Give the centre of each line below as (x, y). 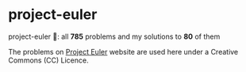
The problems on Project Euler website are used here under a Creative (123, 51)
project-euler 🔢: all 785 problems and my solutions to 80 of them (114, 36)
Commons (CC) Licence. (48, 60)
